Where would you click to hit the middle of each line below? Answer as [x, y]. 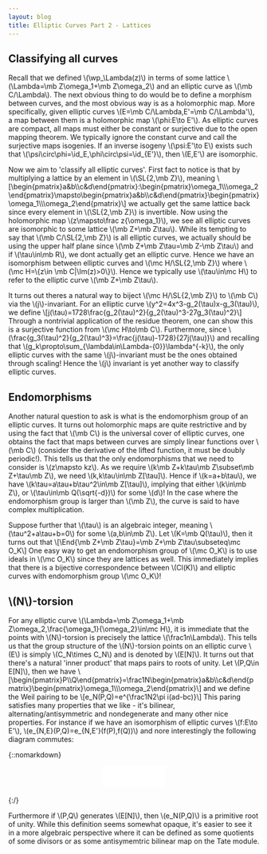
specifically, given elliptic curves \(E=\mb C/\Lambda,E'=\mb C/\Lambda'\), [132, 112]
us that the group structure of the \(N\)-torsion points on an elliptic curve [128, 645]
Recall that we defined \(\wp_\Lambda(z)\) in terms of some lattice [117, 78]
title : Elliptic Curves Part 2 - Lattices [80, 25]
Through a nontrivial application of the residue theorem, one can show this [131, 321]
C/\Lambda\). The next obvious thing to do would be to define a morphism [130, 95]
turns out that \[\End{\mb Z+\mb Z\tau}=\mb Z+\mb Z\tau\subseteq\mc [125, 542]
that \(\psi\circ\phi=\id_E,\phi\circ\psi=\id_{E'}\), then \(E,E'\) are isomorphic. [133, 154]
